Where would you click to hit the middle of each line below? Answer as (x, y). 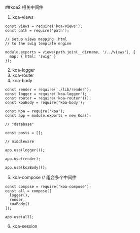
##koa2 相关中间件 (24, 7)
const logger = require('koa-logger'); (46, 94)
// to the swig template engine (38, 44)
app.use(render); (23, 159)
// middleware (20, 141)
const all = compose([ (28, 191)
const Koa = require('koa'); (35, 111)
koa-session (25, 226)
